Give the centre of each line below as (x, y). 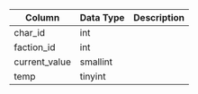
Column (43, 17)
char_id (30, 33)
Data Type (102, 17)
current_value (43, 62)
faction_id (35, 47)
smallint (96, 62)
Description (159, 17)
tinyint (93, 77)
